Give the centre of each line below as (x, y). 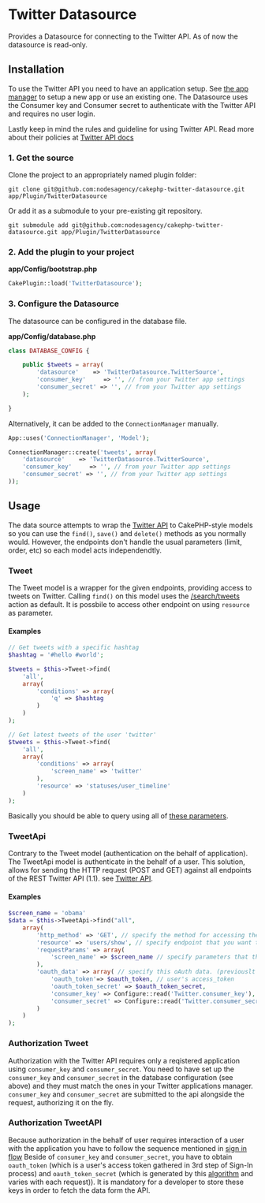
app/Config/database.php (52, 336)
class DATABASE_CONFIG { (49, 351)
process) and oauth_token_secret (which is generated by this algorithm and (131, 1173)
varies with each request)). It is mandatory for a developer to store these (126, 1182)
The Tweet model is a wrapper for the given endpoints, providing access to (130, 588)
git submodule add (38, 225)
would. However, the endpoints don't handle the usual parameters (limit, (125, 542)
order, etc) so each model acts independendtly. (85, 550)
